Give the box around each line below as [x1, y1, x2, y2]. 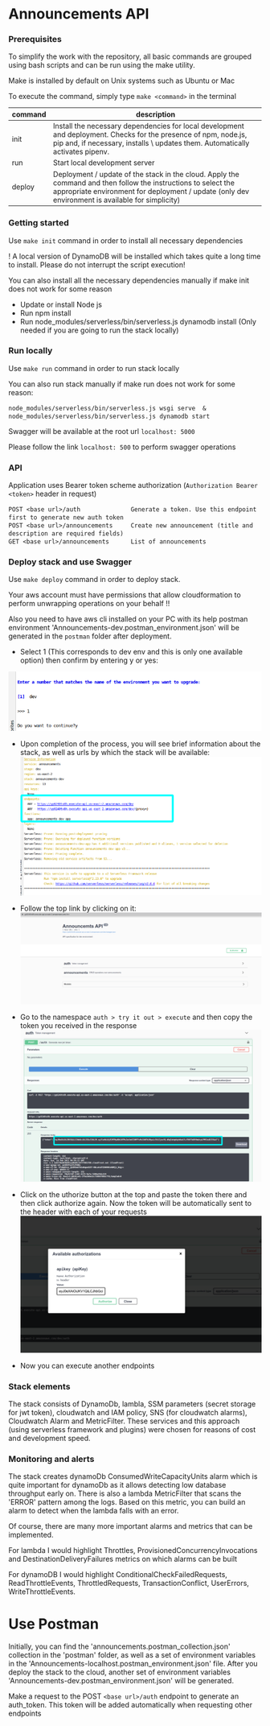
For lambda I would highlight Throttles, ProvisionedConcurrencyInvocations [8, 1546, 258, 1555]
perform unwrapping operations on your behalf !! [8, 599, 170, 609]
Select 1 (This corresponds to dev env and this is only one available [19, 647, 243, 657]
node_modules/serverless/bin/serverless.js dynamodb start [8, 412, 211, 420]
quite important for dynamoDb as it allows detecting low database [8, 1480, 227, 1490]
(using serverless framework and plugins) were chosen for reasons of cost [8, 1424, 256, 1434]
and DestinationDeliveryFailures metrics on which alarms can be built [8, 1555, 238, 1564]
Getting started [8, 217, 70, 229]
